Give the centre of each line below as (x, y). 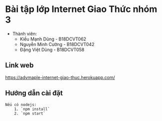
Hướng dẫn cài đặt (34, 93)
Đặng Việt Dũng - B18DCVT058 (52, 49)
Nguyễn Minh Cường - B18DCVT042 (57, 44)
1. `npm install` (32, 109)
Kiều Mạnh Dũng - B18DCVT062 (53, 39)
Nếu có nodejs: (21, 104)
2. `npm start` (30, 113)
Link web (19, 65)
